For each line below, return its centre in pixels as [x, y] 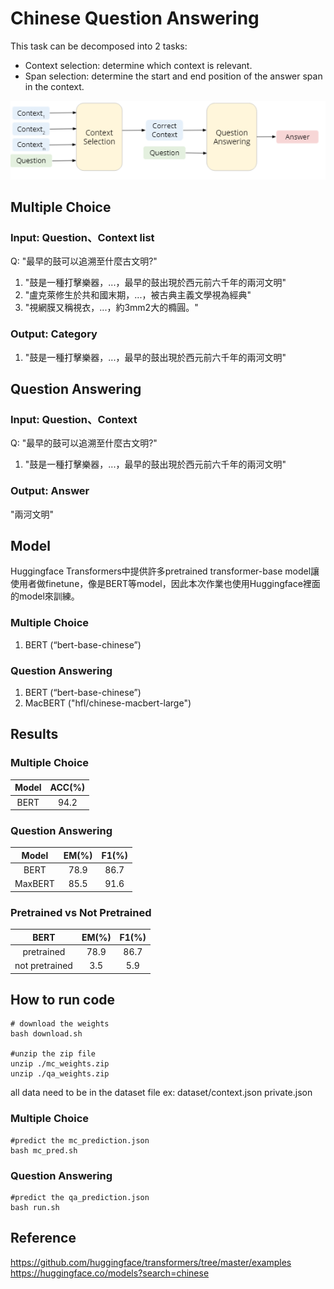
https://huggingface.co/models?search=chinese [110, 1273]
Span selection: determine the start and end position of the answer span [173, 76]
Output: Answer [50, 491]
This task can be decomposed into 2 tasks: [99, 46]
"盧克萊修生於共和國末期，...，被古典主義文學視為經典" [138, 295]
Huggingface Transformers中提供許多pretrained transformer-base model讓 [165, 571]
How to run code [63, 1000]
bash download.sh [46, 1034]
